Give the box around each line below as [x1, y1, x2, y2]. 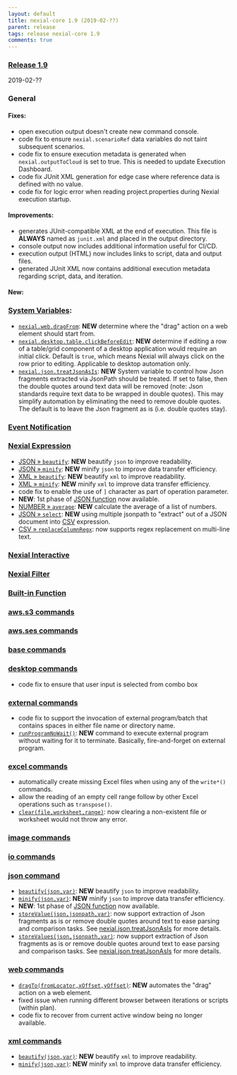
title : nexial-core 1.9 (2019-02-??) [8, 17, 119, 24]
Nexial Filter [8, 569, 50, 579]
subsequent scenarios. [18, 142, 85, 151]
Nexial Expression [8, 441, 71, 451]
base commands [8, 645, 66, 655]
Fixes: [8, 111, 27, 120]
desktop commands [8, 664, 78, 674]
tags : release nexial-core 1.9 [8, 30, 100, 38]
